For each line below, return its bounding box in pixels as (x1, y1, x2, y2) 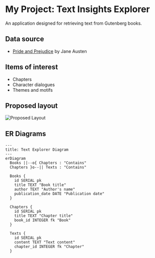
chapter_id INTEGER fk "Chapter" (14, 244, 85, 249)
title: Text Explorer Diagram (5, 147, 69, 152)
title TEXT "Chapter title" (14, 213, 73, 219)
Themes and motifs (12, 87, 53, 93)
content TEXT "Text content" (14, 240, 75, 245)
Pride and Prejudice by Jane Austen (12, 48, 87, 54)
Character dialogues (12, 82, 55, 88)
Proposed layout (5, 101, 58, 110)
